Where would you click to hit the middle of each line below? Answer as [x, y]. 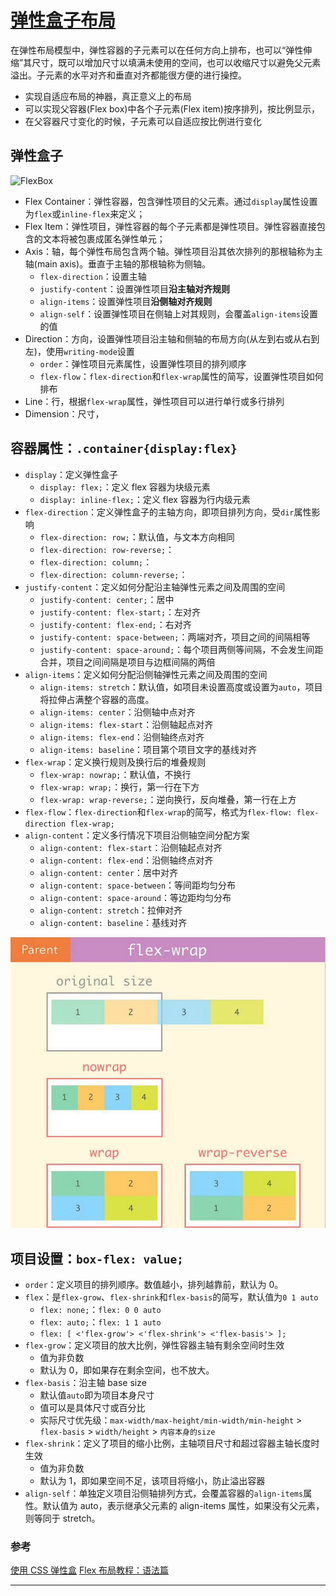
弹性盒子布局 [63, 20]
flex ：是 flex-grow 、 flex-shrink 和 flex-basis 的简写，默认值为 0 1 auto [171, 1297]
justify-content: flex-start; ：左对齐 [120, 612]
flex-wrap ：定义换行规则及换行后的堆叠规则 [115, 762]
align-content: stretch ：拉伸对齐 [111, 910]
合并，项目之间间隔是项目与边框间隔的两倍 [127, 662]
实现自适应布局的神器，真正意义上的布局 [108, 96]
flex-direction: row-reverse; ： [107, 549]
